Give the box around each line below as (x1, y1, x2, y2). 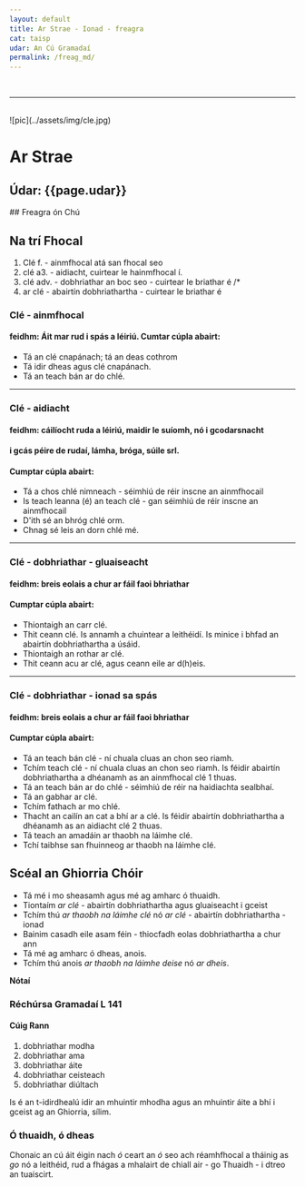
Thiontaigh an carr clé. (22, 619, 108, 630)
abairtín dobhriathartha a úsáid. (22, 638, 141, 649)
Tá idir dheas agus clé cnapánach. (22, 361, 152, 372)
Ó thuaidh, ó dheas (9, 1129, 95, 1142)
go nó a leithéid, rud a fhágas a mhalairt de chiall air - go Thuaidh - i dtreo (9, 1159, 286, 1171)
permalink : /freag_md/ (9, 53, 95, 63)
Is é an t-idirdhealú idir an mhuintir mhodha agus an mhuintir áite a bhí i (9, 1096, 275, 1107)
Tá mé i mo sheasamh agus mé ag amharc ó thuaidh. (22, 890, 221, 901)
